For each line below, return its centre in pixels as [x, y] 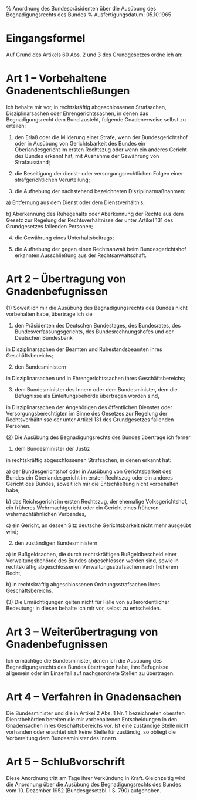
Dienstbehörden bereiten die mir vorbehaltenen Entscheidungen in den [92, 719]
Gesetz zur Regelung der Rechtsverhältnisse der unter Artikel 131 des [90, 220]
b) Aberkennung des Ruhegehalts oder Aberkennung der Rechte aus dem [95, 214]
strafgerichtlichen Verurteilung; [52, 180]
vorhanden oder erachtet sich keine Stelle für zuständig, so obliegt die [91, 732]
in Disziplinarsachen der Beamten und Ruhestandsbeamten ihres [84, 349]
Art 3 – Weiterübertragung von [82, 632]
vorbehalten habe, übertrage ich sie [49, 314]
